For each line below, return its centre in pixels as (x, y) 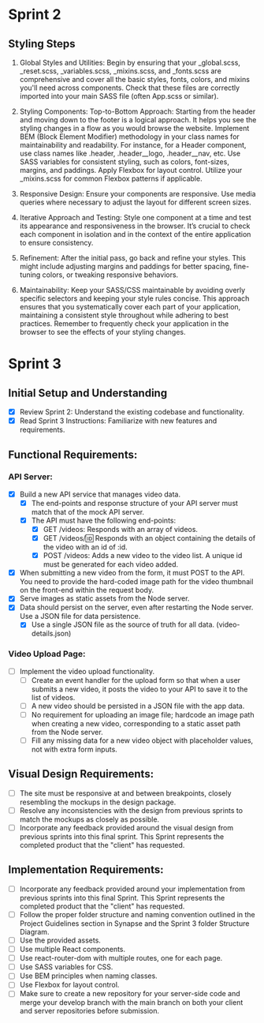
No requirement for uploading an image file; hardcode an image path (143, 714)
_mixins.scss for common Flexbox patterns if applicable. (111, 178)
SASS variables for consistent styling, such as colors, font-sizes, (125, 162)
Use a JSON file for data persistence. (80, 616)
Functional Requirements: (73, 454)
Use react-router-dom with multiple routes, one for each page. (121, 958)
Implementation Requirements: (86, 870)
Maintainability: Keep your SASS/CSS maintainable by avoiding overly (132, 290)
